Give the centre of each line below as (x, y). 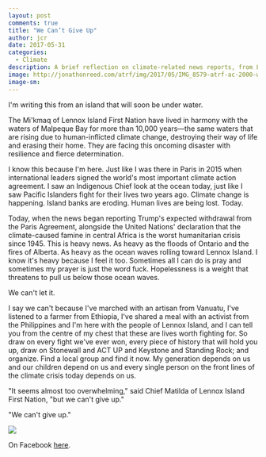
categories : (28, 52)
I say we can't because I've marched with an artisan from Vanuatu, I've (124, 308)
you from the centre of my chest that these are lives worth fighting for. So (128, 333)
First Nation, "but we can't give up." (66, 399)
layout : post (30, 15)
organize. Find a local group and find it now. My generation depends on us (129, 359)
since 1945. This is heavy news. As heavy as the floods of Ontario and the (129, 244)
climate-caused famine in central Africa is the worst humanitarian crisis (124, 235)
